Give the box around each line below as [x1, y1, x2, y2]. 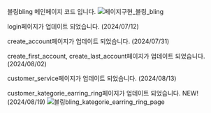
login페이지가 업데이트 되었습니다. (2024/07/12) [7, 22, 140, 31]
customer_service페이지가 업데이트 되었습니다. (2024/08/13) [7, 74, 177, 82]
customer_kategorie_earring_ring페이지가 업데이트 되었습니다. [7, 89, 181, 97]
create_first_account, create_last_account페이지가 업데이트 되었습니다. [7, 52, 205, 60]
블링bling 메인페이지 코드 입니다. [7, 8, 96, 15]
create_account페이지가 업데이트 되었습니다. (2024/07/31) [7, 37, 170, 45]
